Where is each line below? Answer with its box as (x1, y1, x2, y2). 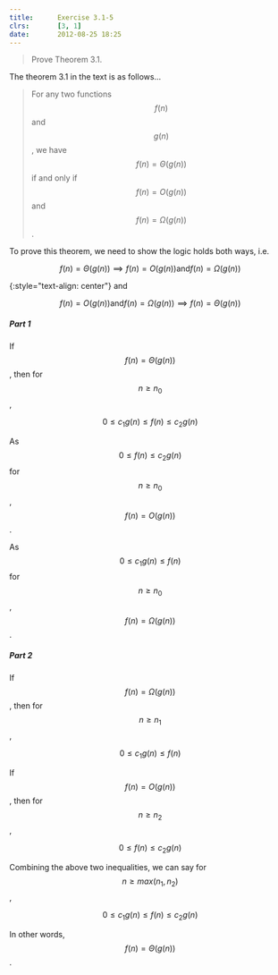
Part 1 (9, 318, 31, 329)
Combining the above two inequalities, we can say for (9, 862, 207, 873)
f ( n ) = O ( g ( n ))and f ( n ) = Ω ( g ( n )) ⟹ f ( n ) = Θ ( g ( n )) (59, 298, 241, 309)
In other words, (9, 928, 65, 939)
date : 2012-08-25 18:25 (9, 30, 122, 38)
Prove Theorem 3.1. (30, 55, 103, 65)
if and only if (30, 173, 78, 183)
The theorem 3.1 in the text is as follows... (9, 72, 162, 82)
